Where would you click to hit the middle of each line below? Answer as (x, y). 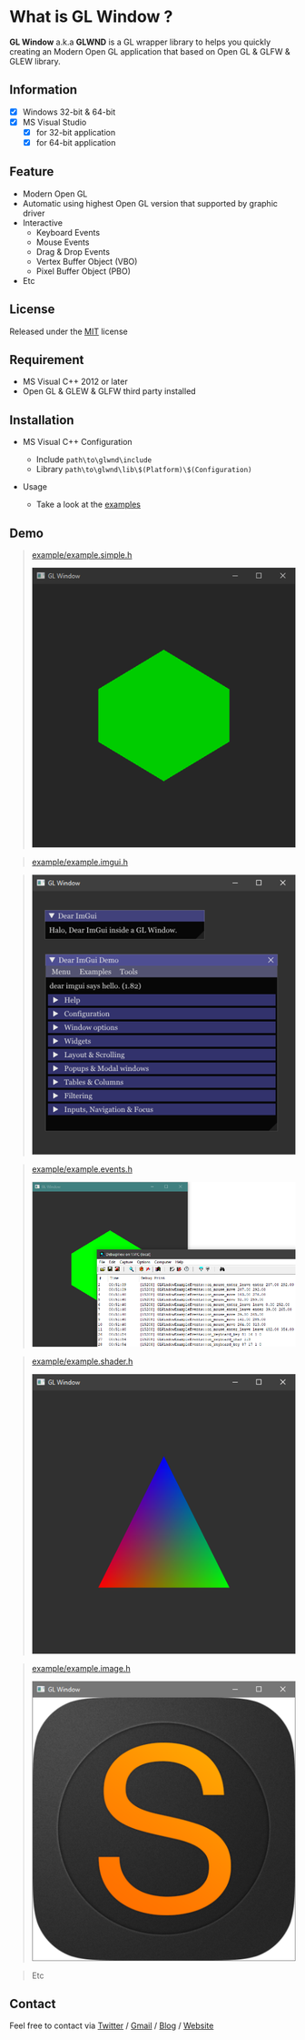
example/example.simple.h (82, 555)
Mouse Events (63, 242)
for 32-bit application (76, 132)
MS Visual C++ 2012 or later (75, 382)
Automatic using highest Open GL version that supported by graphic (150, 203)
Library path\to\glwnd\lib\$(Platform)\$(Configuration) (144, 470)
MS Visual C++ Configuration (78, 442)
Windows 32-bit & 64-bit (69, 112)
